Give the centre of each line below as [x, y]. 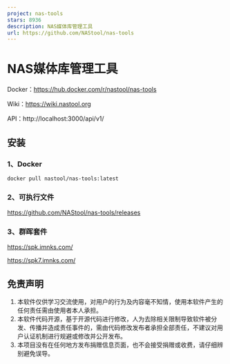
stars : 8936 [24, 20]
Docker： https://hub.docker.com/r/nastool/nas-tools [82, 90]
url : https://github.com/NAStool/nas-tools [71, 33]
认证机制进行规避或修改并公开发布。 [75, 336]
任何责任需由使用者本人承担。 [59, 310]
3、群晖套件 [27, 232]
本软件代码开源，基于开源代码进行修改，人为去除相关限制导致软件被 [114, 319]
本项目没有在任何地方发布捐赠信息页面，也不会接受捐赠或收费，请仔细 [117, 345]
